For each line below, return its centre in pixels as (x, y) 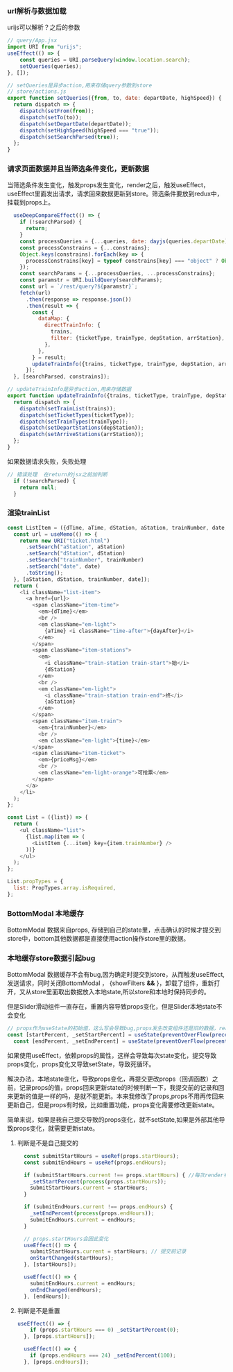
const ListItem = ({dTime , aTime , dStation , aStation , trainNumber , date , (118, 528)
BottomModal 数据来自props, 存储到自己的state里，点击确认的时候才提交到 (114, 930)
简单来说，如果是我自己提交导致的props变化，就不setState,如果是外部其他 (113, 1119)
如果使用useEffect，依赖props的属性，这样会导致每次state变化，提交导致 (112, 1055)
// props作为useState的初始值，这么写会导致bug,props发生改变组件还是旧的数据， (113, 1028)
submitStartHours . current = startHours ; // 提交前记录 (108, 1252)
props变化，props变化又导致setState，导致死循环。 (81, 1064)
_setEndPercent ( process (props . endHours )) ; (92, 1214)
